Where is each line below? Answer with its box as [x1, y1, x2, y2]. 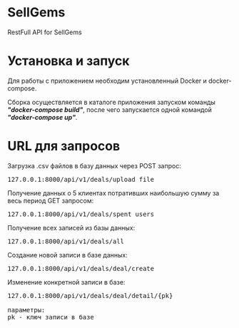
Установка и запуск [7, 53, 130, 69]
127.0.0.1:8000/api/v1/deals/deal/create [7, 265, 155, 272]
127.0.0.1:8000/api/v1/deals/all [7, 237, 125, 245]
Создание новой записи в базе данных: [7, 250, 128, 259]
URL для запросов [7, 138, 121, 154]
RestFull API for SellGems [7, 28, 82, 36]
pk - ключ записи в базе [7, 313, 94, 321]
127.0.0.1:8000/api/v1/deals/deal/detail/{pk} [7, 292, 173, 299]
